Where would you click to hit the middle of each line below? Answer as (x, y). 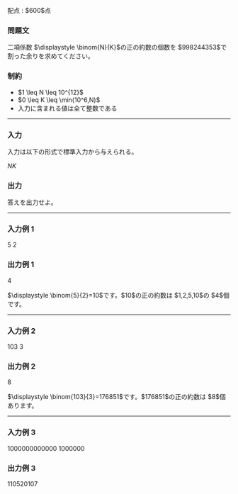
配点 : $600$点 (29, 10)
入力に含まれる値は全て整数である (67, 108)
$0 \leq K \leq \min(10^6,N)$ (59, 100)
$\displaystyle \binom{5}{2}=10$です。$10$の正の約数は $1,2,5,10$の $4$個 (119, 295)
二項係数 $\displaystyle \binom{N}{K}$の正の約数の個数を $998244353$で (117, 47)
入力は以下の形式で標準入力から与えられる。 (73, 152)
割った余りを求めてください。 (51, 56)
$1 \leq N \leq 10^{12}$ (50, 92)
